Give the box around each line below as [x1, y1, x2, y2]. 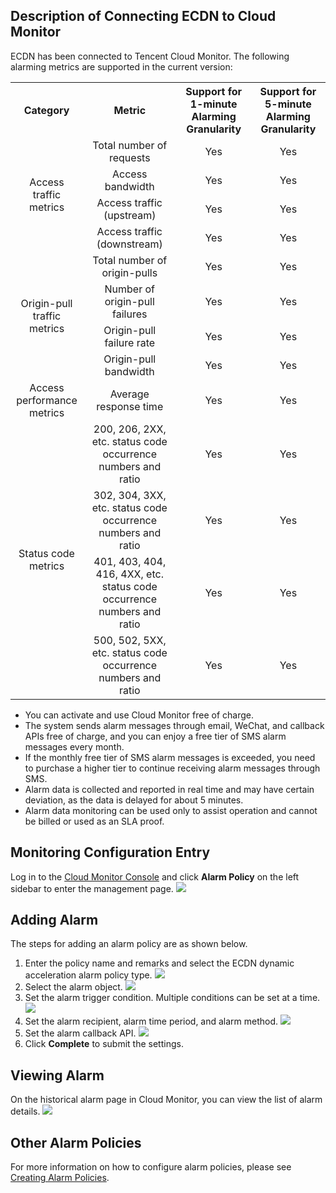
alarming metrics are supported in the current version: [10, 60, 233, 73]
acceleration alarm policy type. [24, 969, 153, 981]
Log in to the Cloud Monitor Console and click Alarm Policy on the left [10, 870, 300, 883]
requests [108, 150, 151, 164]
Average [109, 387, 150, 401]
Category [23, 103, 70, 117]
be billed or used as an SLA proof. [24, 815, 165, 827]
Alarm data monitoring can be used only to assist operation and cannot [24, 804, 318, 816]
